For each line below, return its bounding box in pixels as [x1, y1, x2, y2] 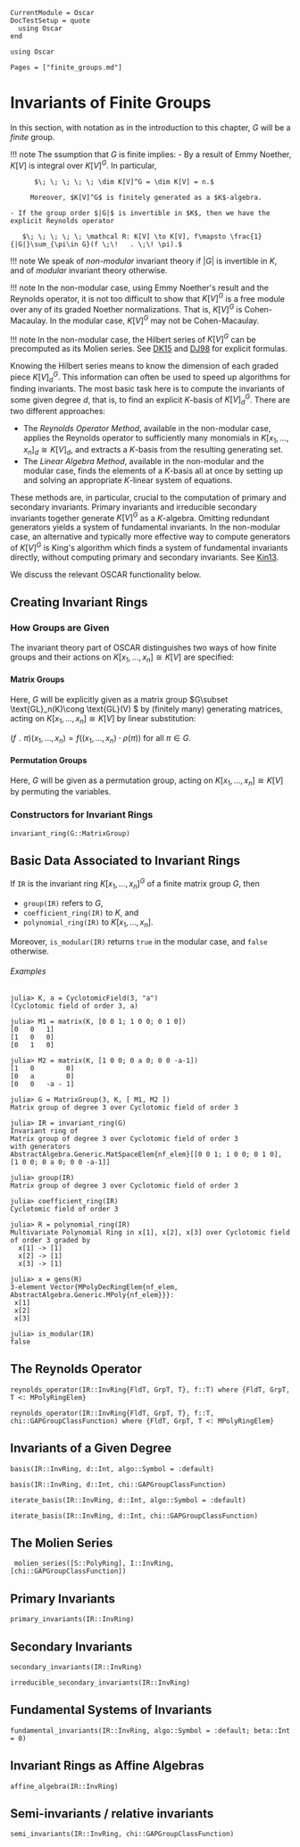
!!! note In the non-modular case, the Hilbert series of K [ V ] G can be [10, 332, 257, 345]
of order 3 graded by [10, 1235, 91, 1244]
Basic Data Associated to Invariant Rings [10, 853, 240, 868]
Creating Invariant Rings [10, 595, 148, 611]
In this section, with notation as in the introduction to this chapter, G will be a [10, 121, 291, 133]
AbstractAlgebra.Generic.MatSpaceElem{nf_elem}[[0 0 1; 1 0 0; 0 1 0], [10, 1150, 282, 1159]
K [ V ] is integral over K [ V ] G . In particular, [10, 158, 157, 171]
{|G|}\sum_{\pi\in [10, 239, 79, 249]
